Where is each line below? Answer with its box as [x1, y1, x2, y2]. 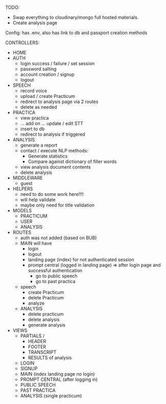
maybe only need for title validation [20, 202, 95, 208]
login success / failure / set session [20, 60, 95, 66]
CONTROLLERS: [5, 39, 40, 46]
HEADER [28, 338, 46, 344]
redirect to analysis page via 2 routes [20, 98, 99, 105]
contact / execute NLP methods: [20, 148, 88, 153]
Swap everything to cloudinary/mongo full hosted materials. [12, 14, 139, 20]
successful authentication [28, 268, 83, 273]
